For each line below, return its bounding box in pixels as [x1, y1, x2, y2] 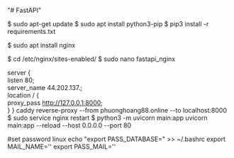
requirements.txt [7, 28, 56, 35]
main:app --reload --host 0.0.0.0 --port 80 [7, 121, 132, 130]
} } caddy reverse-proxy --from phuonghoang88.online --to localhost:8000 [7, 106, 228, 114]
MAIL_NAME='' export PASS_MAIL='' [7, 142, 116, 151]
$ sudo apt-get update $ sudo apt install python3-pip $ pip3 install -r [7, 20, 209, 28]
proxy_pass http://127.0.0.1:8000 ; [7, 98, 104, 107]
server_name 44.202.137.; [7, 84, 83, 91]
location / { [7, 91, 40, 99]
